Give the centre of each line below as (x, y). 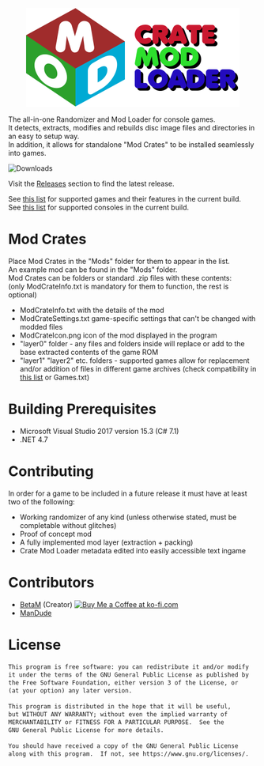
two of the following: (41, 501)
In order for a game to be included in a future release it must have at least (128, 493)
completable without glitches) (68, 525)
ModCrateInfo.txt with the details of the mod (92, 310)
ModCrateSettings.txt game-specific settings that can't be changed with (138, 318)
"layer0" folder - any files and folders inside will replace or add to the (132, 343)
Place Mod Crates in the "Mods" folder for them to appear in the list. (119, 261)
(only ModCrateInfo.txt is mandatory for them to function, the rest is (119, 286)
